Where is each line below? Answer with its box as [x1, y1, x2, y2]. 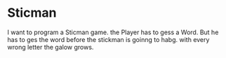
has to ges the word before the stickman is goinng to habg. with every [7, 35, 210, 43]
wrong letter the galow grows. [7, 43, 94, 51]
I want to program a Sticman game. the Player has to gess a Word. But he [7, 28, 219, 36]
